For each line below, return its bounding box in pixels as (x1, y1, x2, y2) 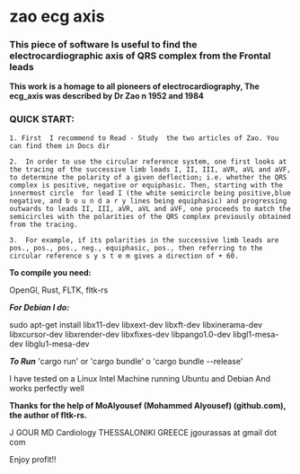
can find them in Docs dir (9, 141, 110, 150)
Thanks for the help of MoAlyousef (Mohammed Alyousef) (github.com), (9, 399, 287, 410)
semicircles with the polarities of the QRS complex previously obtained (9, 212, 292, 221)
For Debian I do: (9, 302, 70, 312)
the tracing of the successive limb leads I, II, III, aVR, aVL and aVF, (9, 164, 292, 174)
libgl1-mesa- (233, 329, 279, 339)
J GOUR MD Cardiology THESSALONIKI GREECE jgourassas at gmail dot (9, 426, 277, 437)
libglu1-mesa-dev (25, 338, 90, 349)
